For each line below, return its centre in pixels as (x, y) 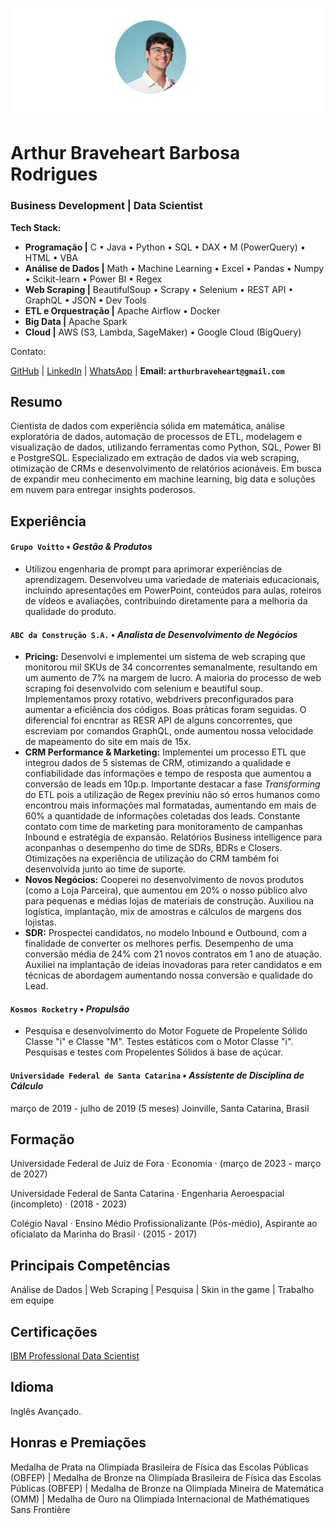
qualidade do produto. (70, 611)
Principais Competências (90, 1265)
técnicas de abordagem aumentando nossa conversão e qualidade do (168, 975)
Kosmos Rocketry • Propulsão (70, 1009)
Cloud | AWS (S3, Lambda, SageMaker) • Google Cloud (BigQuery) (163, 332)
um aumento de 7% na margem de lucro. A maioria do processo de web (173, 678)
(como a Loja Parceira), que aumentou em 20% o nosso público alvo (166, 890)
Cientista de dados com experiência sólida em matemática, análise (147, 426)
